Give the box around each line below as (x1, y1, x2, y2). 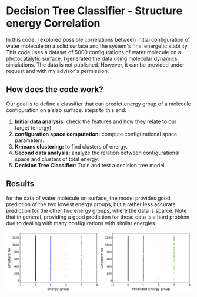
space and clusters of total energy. (14, 155, 99, 163)
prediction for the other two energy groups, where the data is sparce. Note (6, 207, 187, 214)
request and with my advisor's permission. (6, 67, 109, 74)
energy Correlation (6, 16, 101, 30)
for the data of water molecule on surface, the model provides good (6, 194, 171, 202)
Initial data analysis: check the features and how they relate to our (14, 118, 177, 125)
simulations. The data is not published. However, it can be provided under (6, 61, 185, 68)
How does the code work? (6, 84, 103, 95)
